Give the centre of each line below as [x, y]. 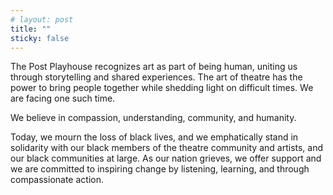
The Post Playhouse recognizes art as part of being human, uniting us [154, 67]
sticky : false [40, 38]
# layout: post [42, 19]
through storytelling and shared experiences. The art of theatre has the [156, 77]
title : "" [31, 29]
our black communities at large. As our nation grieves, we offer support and [166, 158]
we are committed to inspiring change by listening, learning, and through [160, 169]
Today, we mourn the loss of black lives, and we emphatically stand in [154, 137]
